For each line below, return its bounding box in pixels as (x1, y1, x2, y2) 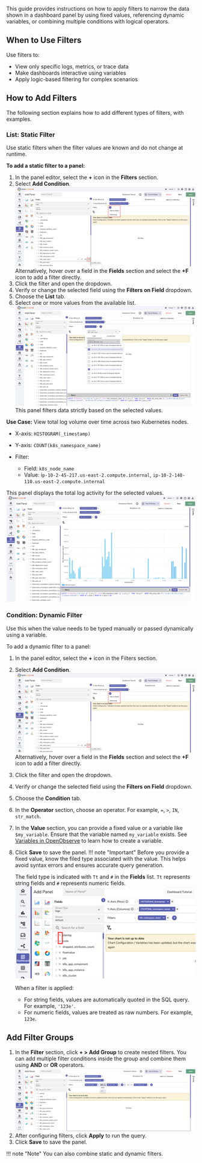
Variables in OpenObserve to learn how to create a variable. (14, 837, 164, 844)
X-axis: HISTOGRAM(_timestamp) (14, 430, 91, 438)
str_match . (14, 813, 41, 820)
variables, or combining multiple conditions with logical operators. (6, 18, 170, 25)
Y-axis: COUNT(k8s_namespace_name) (14, 442, 101, 449)
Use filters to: (6, 51, 40, 58)
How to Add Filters (6, 93, 77, 103)
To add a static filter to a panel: (6, 162, 85, 169)
